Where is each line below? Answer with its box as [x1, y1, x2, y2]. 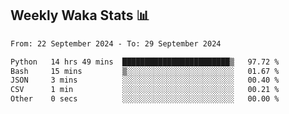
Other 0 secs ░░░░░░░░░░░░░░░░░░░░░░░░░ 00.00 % [10, 94, 280, 104]
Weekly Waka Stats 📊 [10, 7, 150, 24]
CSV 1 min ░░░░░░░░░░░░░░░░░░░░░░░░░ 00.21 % [10, 85, 280, 95]
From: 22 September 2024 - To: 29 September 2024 [10, 38, 222, 49]
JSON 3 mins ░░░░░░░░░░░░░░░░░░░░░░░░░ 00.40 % [10, 75, 280, 86]
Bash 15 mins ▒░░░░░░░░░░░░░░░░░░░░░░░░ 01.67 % [10, 66, 280, 76]
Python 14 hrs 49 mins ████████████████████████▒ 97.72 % [10, 57, 280, 67]
